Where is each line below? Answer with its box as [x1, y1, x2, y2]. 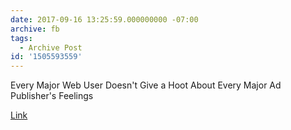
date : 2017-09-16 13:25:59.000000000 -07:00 [10, 14, 199, 25]
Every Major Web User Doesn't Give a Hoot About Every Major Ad [10, 79, 282, 91]
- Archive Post [19, 42, 83, 53]
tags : [10, 33, 33, 43]
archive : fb [10, 24, 60, 34]
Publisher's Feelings [10, 90, 94, 102]
